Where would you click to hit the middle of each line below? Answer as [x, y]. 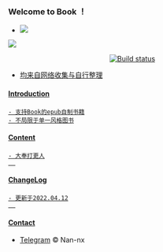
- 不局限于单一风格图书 [41, 120]
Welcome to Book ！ [47, 11]
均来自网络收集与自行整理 [61, 75]
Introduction [29, 93]
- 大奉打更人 [26, 156]
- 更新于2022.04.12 [38, 198]
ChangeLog [28, 180]
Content [22, 138]
